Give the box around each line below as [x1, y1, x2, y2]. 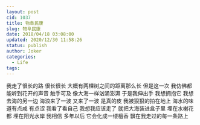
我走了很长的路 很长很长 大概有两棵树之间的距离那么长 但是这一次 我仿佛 [6, 82, 187, 89]
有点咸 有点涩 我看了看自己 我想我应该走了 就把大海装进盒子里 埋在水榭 [11, 105, 189, 112]
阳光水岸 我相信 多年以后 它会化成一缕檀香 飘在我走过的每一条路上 [23, 112, 189, 120]
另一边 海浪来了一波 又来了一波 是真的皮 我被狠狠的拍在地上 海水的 [22, 97, 189, 104]
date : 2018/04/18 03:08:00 [6, 31, 74, 37]
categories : [6, 54, 36, 60]
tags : [6, 65, 20, 71]
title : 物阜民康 [6, 20, 44, 26]
